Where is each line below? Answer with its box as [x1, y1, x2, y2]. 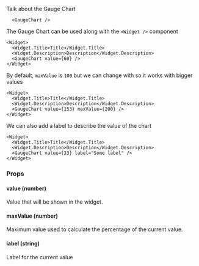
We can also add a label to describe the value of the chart [6, 122, 151, 129]
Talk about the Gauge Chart [6, 6, 76, 12]
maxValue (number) [6, 212, 58, 220]
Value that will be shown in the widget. [6, 198, 103, 205]
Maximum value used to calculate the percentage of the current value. [6, 226, 183, 233]
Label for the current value [6, 253, 73, 260]
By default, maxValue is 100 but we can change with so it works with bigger [6, 72, 193, 79]
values [6, 78, 23, 85]
